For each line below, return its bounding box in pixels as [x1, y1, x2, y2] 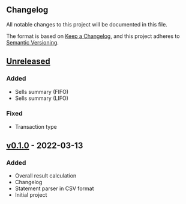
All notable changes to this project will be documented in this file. [6, 20, 168, 28]
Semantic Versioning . [6, 39, 59, 46]
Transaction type [14, 123, 57, 130]
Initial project [14, 191, 47, 199]
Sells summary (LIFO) [14, 94, 69, 102]
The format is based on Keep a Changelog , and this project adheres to [6, 32, 180, 40]
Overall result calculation [14, 172, 77, 179]
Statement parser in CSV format [14, 185, 94, 192]
